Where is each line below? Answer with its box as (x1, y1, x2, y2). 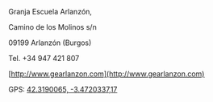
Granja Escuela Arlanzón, (8, 7, 93, 16)
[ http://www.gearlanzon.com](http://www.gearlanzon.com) (8, 69, 205, 79)
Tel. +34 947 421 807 (8, 54, 80, 63)
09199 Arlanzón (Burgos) (8, 38, 92, 47)
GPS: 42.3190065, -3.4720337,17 (8, 84, 118, 94)
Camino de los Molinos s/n (8, 22, 97, 31)
